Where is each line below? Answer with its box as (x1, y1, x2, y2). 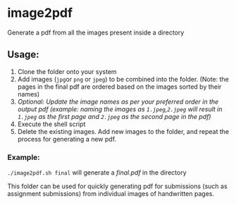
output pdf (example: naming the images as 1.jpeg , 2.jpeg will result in (17, 104, 223, 113)
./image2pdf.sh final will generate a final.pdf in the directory (7, 168, 187, 177)
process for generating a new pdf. (17, 135, 117, 143)
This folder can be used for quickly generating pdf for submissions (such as (7, 182, 228, 191)
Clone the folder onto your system (17, 67, 118, 75)
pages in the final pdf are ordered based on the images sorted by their (17, 82, 222, 91)
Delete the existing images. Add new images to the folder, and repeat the (17, 127, 230, 135)
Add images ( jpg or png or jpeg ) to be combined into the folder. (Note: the (17, 75, 229, 83)
